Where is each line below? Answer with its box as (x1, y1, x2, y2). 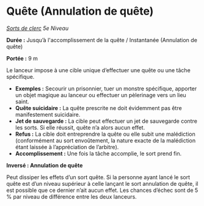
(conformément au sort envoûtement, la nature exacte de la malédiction (15, 136, 196, 144)
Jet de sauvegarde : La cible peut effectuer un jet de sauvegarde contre (15, 117, 197, 125)
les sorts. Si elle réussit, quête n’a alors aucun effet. (15, 123, 145, 131)
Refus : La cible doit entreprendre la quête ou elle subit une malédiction (15, 130, 195, 138)
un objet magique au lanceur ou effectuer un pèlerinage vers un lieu (15, 91, 186, 98)
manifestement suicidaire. (15, 111, 81, 118)
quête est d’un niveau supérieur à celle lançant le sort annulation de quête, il (6, 180, 199, 187)
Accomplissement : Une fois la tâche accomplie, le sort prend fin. (15, 150, 182, 157)
